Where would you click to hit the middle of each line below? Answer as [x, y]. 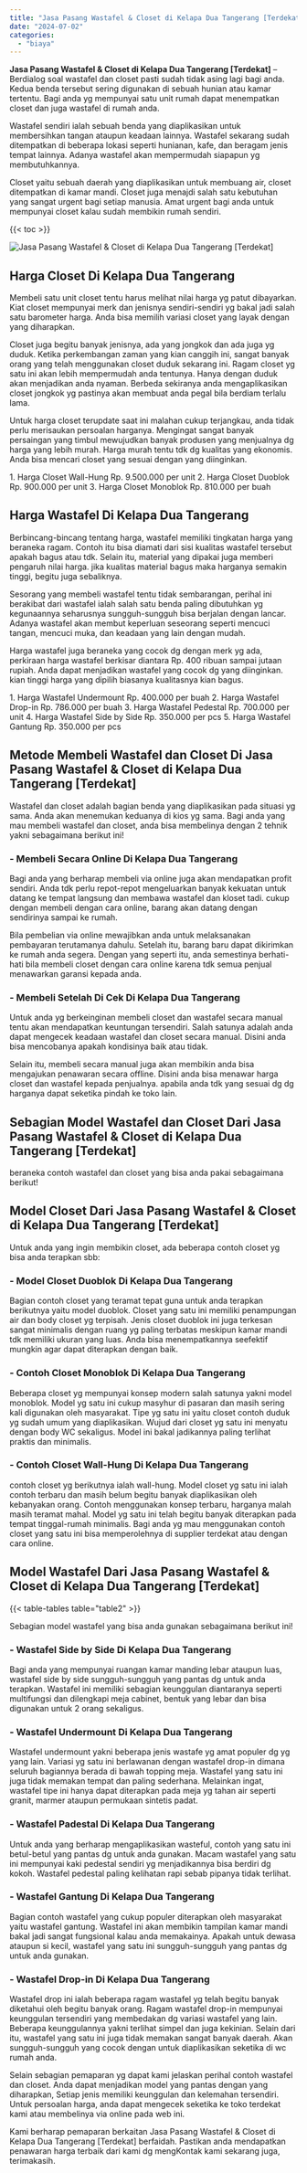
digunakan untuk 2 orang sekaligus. [77, 1708]
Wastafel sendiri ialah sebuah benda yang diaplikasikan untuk [126, 126]
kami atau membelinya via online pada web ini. [97, 2114]
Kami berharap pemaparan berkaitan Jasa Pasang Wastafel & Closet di [143, 2132]
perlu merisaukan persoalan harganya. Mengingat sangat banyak [132, 430]
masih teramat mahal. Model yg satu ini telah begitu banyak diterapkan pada [153, 1514]
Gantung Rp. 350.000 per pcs [65, 726]
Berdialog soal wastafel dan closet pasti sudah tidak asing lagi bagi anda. [147, 79]
